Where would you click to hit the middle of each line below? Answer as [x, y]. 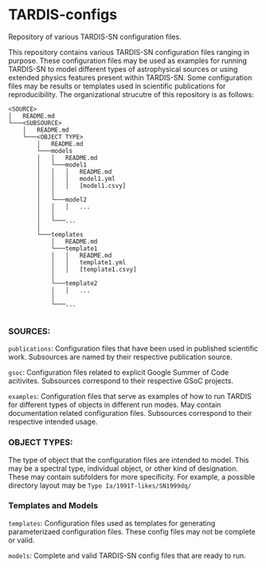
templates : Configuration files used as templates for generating [112, 523]
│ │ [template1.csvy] [94, 269]
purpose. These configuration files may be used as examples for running [127, 61]
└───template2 [74, 283]
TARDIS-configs [63, 15]
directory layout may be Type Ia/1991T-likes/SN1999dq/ [100, 485]
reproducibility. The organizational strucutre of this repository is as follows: [131, 94]
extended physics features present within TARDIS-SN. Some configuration [130, 77]
